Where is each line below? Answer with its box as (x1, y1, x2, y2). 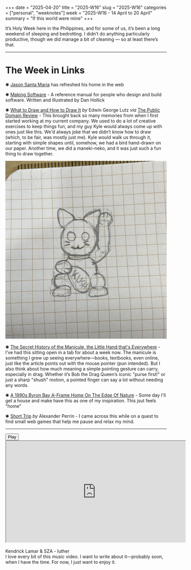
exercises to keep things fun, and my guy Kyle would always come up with (5, 123, 162, 129)
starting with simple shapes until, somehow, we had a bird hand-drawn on (5, 139, 161, 146)
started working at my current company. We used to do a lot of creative (5, 118, 156, 124)
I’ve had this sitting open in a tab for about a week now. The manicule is (5, 349, 156, 355)
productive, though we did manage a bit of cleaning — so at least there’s (5, 36, 158, 42)
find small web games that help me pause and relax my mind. (5, 418, 135, 424)
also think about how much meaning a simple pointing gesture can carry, (5, 365, 159, 372)
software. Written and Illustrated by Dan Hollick (5, 97, 105, 103)
